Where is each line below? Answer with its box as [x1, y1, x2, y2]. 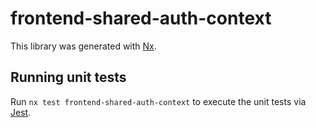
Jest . [10, 106, 32, 118]
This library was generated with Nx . [10, 40, 157, 52]
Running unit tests [10, 69, 127, 86]
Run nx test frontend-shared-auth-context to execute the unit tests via [10, 95, 307, 107]
